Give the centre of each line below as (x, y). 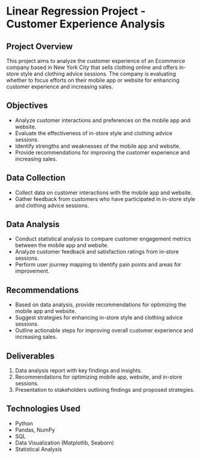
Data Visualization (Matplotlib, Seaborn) (65, 443)
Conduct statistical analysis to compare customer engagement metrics (103, 239)
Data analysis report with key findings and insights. (78, 371)
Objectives (27, 106)
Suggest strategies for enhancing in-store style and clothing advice (99, 318)
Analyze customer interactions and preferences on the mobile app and (103, 120)
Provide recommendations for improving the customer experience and (102, 152)
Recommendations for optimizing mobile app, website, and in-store (98, 377)
